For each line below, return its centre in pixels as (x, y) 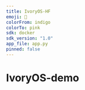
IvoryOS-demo (43, 78)
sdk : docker (20, 33)
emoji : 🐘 (17, 17)
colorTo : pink (23, 28)
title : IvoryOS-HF (28, 11)
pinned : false (23, 49)
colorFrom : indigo (28, 22)
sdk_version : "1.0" (30, 38)
